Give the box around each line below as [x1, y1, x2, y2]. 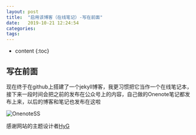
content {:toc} [14, 47, 50, 54]
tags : [6, 31, 20, 37]
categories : [6, 25, 36, 32]
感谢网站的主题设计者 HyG [6, 122, 70, 129]
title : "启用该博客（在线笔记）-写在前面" [6, 14, 103, 20]
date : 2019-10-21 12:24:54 [6, 20, 79, 26]
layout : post [6, 8, 39, 15]
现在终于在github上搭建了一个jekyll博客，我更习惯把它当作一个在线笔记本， [6, 83, 192, 90]
